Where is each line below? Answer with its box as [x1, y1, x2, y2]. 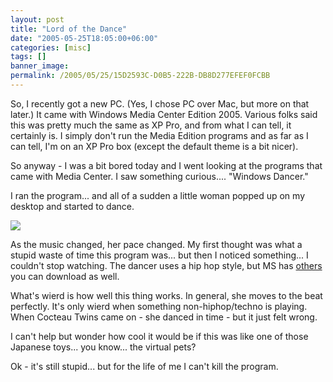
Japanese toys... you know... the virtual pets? [10, 341, 197, 353]
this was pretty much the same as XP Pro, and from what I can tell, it [10, 119, 292, 131]
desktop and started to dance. [10, 200, 135, 212]
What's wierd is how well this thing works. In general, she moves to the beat [10, 289, 323, 301]
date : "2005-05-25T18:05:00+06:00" [10, 33, 159, 43]
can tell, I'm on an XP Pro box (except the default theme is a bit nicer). [10, 140, 299, 152]
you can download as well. [10, 270, 120, 282]
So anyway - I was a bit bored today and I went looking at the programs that [10, 159, 323, 171]
